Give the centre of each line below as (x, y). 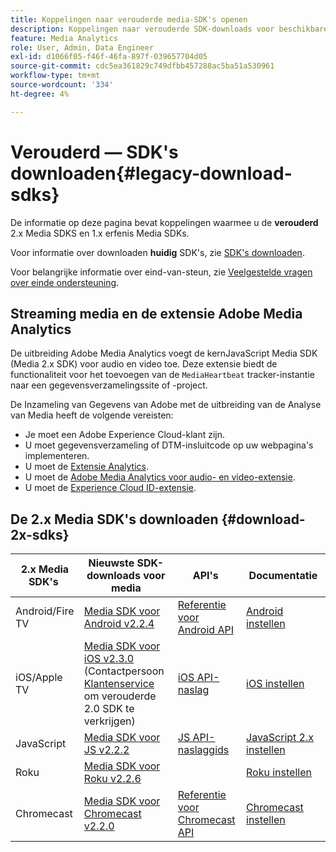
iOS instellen (275, 684)
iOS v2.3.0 (109, 659)
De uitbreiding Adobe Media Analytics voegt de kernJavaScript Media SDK (164, 353)
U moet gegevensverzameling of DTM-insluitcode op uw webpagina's (169, 445)
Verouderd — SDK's (94, 152)
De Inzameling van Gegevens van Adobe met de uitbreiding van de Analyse (166, 405)
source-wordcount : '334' (62, 85)
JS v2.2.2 (106, 750)
